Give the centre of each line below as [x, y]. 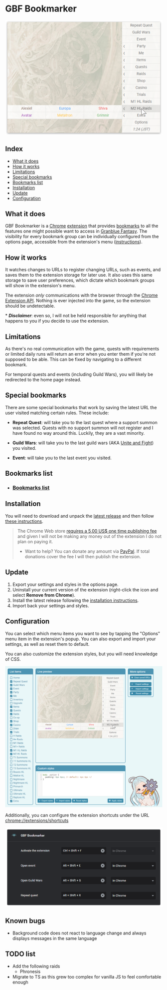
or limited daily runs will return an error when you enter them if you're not [81, 354]
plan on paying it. [35, 541]
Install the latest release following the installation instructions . [76, 600]
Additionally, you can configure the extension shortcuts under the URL [77, 815]
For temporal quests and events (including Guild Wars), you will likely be [79, 374]
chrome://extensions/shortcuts [37, 820]
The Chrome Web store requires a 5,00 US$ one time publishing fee [87, 531]
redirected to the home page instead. [43, 379]
